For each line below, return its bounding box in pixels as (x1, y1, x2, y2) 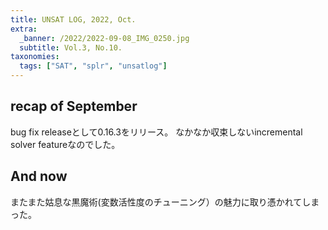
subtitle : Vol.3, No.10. (19, 42, 123, 53)
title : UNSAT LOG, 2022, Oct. (10, 14, 137, 25)
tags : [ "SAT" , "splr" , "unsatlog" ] (19, 61, 168, 71)
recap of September (10, 98, 138, 115)
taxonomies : (10, 52, 60, 62)
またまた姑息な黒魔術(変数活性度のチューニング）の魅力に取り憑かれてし (10, 196, 312, 208)
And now (10, 168, 68, 185)
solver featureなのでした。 (10, 138, 121, 150)
